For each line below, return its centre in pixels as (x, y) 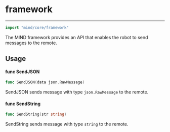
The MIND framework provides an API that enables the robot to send (77, 37)
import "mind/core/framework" (37, 27)
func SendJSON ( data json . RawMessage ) (45, 82)
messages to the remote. (31, 43)
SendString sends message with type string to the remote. (67, 124)
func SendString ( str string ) (36, 114)
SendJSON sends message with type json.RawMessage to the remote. (77, 92)
